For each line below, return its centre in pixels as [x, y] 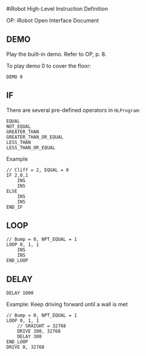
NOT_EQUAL [19, 127]
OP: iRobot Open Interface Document [53, 20]
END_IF [15, 207]
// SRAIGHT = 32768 [42, 326]
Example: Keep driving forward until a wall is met [67, 305]
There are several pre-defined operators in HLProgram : [73, 110]
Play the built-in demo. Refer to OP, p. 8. [57, 54]
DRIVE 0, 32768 [25, 348]
